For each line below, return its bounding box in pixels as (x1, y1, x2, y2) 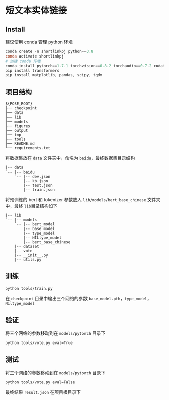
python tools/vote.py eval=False (5, 379, 75, 385)
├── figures (5, 124, 30, 129)
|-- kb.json (23, 179, 49, 184)
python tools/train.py (5, 285, 53, 291)
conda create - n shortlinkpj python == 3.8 (5, 49, 94, 54)
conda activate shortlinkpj (5, 53, 64, 59)
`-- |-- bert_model (14, 222, 55, 227)
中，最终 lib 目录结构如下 (5, 203, 58, 209)
